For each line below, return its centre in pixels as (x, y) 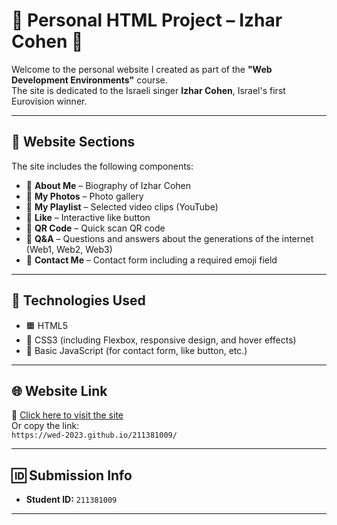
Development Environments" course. (89, 80)
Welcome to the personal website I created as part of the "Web (142, 69)
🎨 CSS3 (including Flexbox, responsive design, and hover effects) (161, 340)
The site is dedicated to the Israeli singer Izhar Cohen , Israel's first (148, 90)
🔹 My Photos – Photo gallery (84, 196)
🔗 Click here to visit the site (67, 415)
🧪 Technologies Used (78, 300)
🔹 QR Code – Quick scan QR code (95, 228)
